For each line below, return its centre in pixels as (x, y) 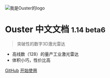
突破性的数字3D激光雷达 (41, 44)
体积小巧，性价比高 (31, 60)
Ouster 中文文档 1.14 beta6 (55, 30)
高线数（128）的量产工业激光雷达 (45, 54)
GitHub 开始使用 (21, 70)
